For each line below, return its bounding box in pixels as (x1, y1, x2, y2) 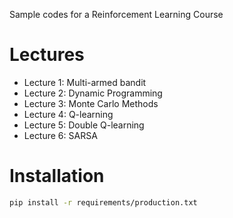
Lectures (9, 44, 85, 66)
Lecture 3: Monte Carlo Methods (23, 97, 159, 109)
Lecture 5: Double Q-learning (23, 119, 145, 131)
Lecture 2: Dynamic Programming (23, 87, 163, 99)
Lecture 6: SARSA (23, 129, 98, 141)
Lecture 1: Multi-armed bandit (23, 76, 147, 88)
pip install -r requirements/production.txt (9, 197, 198, 208)
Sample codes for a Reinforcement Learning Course (9, 9, 224, 20)
